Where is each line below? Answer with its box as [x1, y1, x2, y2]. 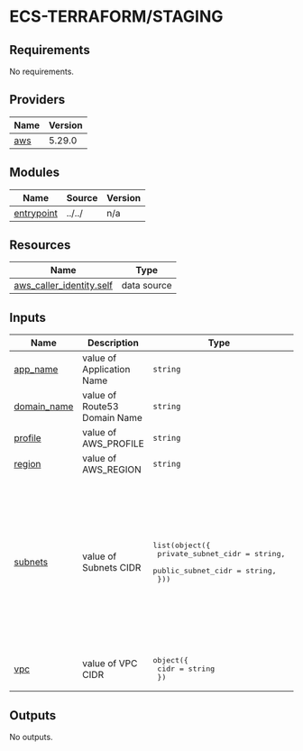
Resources [9, 237, 71, 253]
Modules [9, 165, 60, 180]
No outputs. [9, 732, 53, 743]
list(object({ [152, 540, 211, 550]
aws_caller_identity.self [14, 279, 114, 292]
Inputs [9, 309, 47, 325]
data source [121, 279, 173, 292]
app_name [14, 363, 59, 376]
